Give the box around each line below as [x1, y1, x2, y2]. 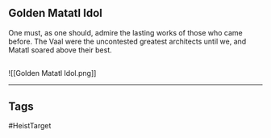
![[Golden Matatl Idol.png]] [8, 69, 97, 78]
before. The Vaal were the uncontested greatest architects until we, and [8, 36, 247, 46]
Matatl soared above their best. [8, 44, 113, 55]
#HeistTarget [8, 121, 52, 131]
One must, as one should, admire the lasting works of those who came [8, 27, 244, 37]
